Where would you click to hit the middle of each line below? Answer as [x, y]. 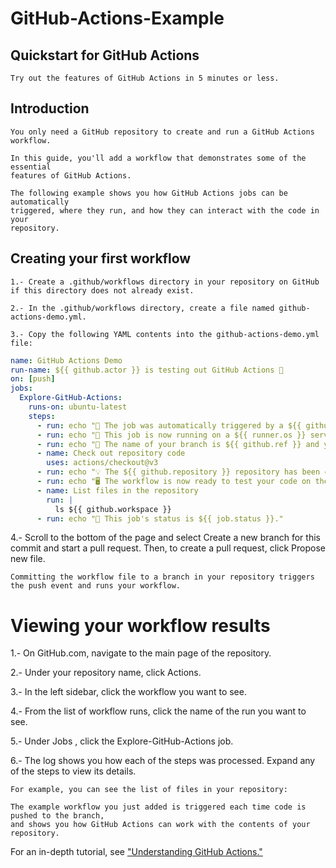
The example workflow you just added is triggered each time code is [158, 807]
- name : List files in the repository [117, 490]
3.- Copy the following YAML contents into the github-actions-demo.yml [165, 334]
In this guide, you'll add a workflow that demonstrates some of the [158, 158]
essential [31, 167]
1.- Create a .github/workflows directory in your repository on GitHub [165, 282]
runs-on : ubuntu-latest [78, 407]
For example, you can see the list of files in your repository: [149, 790]
